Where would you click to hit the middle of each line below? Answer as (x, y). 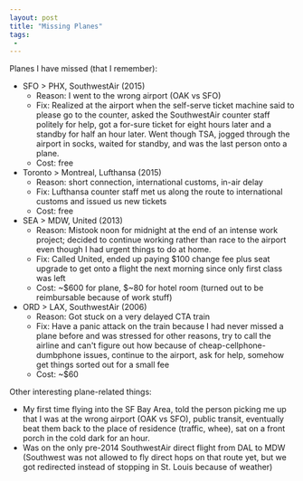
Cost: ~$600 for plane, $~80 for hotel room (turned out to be (150, 288)
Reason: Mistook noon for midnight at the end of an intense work (157, 231)
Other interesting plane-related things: (80, 392)
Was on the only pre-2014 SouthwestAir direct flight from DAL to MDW (154, 448)
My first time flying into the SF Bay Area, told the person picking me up (154, 410)
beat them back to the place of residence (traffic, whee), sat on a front (154, 429)
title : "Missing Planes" (56, 26)
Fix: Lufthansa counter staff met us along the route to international (159, 192)
